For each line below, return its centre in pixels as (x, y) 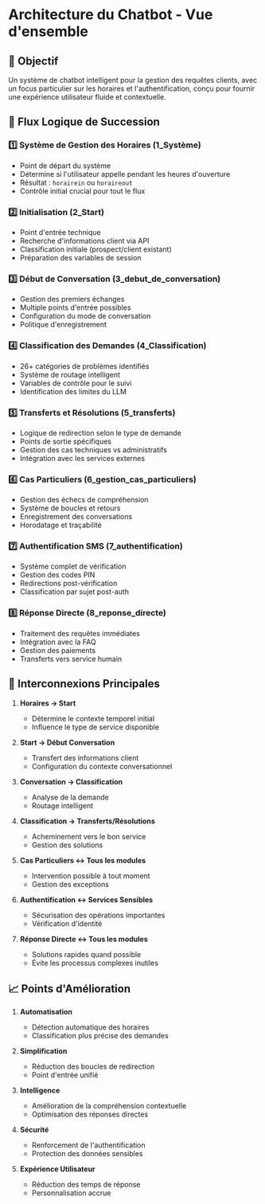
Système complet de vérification (73, 566)
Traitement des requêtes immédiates (80, 633)
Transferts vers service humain (71, 659)
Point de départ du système (65, 166)
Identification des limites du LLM (73, 391)
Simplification (43, 1051)
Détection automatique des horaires (90, 1027)
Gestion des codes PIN (57, 575)
